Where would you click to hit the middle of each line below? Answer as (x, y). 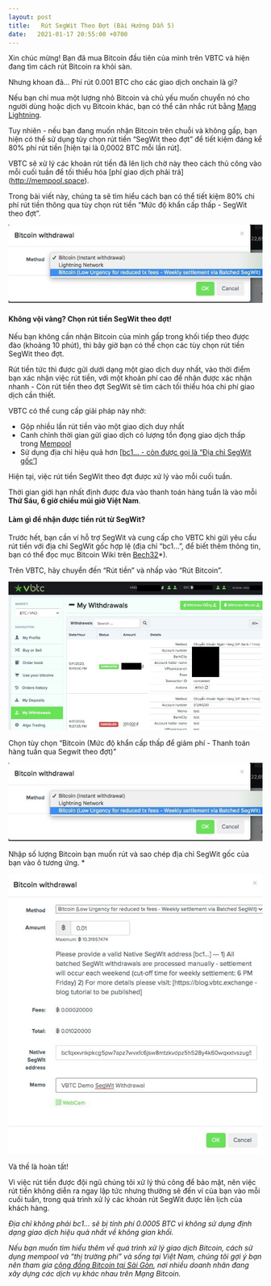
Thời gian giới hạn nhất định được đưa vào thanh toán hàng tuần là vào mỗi (133, 492)
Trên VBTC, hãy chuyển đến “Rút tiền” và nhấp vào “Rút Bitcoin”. (115, 570)
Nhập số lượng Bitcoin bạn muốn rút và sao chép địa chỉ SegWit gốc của (129, 854)
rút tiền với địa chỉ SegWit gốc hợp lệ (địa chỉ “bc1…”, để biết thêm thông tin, (135, 546)
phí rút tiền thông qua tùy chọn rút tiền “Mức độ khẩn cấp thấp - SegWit (128, 205)
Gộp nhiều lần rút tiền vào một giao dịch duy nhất (102, 427)
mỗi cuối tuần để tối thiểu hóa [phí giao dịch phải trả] (96, 172)
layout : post (30, 17)
